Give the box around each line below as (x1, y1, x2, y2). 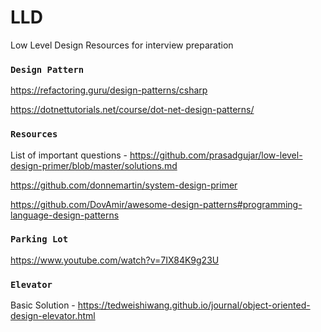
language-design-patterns (10, 209, 120, 221)
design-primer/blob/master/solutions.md (10, 159, 178, 171)
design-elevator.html (10, 310, 96, 322)
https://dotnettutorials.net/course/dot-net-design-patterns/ (10, 104, 255, 116)
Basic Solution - (10, 299, 76, 311)
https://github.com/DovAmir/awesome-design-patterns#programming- (10, 198, 303, 210)
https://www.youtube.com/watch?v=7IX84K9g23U (10, 254, 220, 266)
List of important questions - (10, 149, 128, 161)
